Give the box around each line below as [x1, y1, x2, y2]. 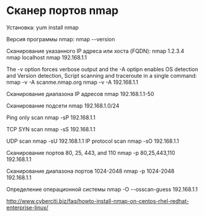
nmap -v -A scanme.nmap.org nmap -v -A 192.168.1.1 [6, 78, 139, 86]
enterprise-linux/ [6, 204, 49, 211]
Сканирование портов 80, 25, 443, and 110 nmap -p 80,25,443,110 [6, 149, 175, 156]
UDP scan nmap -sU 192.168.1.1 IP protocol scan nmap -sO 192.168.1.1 [6, 137, 180, 145]
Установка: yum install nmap [6, 24, 79, 31]
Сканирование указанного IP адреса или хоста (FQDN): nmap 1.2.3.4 [6, 47, 185, 55]
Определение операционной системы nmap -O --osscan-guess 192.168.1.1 [6, 185, 198, 193]
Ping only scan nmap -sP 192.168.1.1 [6, 114, 96, 121]
